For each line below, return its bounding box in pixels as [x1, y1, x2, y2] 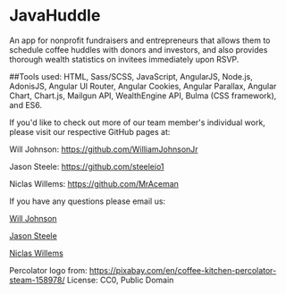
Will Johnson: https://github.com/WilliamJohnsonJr [9, 144, 198, 155]
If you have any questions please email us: [9, 196, 166, 206]
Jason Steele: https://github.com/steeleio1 [9, 161, 164, 172]
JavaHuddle [9, 5, 101, 26]
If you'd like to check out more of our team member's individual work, [9, 117, 265, 128]
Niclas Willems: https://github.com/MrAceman [9, 178, 179, 189]
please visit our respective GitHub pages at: [9, 126, 171, 137]
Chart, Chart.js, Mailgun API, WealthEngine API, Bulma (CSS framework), [9, 90, 277, 101]
